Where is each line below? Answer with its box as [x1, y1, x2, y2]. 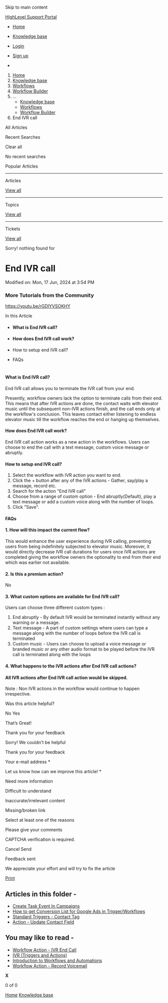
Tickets [5, 226, 20, 232]
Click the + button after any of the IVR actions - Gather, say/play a [12, 478, 148, 484]
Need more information [5, 778, 53, 784]
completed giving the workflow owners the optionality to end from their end [5, 554, 161, 560]
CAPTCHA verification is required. [5, 836, 75, 843]
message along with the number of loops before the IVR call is [12, 630, 141, 636]
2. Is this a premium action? [5, 571, 64, 577]
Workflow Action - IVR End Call [12, 946, 76, 953]
